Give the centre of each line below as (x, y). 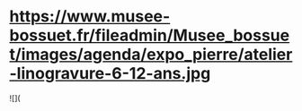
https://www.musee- (90, 17)
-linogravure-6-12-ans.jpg (110, 74)
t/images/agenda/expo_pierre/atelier (151, 55)
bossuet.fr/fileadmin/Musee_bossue (150, 35)
